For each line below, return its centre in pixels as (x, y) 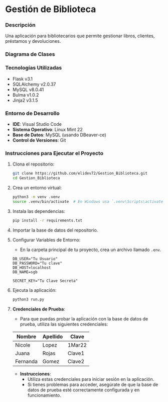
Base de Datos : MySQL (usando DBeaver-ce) (59, 135)
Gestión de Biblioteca (51, 9)
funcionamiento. (44, 395)
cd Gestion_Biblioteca (36, 178)
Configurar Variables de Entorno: (46, 239)
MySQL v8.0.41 (28, 90)
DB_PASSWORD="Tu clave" (37, 263)
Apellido (53, 337)
